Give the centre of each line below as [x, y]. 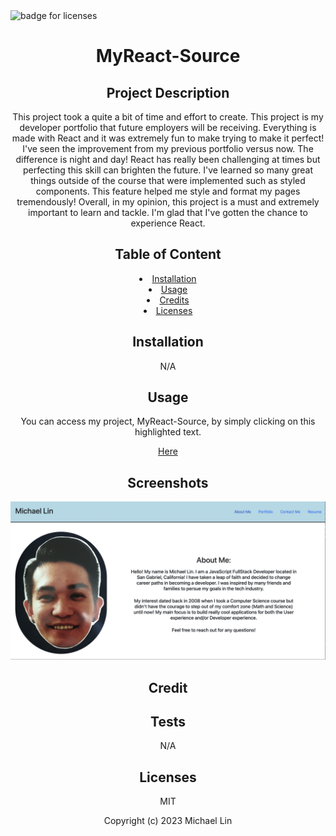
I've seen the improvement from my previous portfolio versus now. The [168, 148]
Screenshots [168, 482]
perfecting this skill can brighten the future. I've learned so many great [168, 170]
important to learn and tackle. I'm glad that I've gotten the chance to [168, 212]
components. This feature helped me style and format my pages [168, 191]
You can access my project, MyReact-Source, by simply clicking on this [168, 421]
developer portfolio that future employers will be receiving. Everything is [168, 127]
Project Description [168, 92]
